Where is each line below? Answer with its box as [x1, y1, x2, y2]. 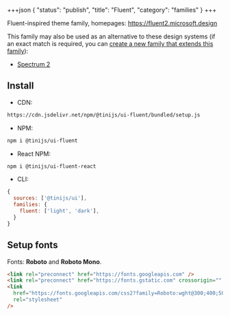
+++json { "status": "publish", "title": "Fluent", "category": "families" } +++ [7, 6, 217, 14]
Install [7, 80, 34, 92]
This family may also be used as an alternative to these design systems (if [7, 32, 216, 40]
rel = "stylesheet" [13, 296, 63, 303]
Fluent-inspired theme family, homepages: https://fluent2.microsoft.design [7, 19, 218, 27]
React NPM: [16, 149, 51, 158]
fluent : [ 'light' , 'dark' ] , [19, 208, 99, 215]
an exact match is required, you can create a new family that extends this [7, 40, 214, 47]
